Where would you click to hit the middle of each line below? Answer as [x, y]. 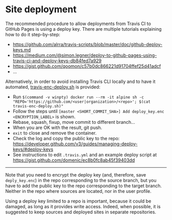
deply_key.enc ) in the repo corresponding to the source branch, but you [81, 180]
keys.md [22, 50]
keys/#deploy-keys [33, 149]
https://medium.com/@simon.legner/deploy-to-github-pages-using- [85, 55]
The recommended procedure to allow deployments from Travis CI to [78, 24]
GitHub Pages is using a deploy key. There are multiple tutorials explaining [84, 29]
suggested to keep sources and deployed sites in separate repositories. [81, 212]
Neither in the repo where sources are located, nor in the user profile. [79, 191]
